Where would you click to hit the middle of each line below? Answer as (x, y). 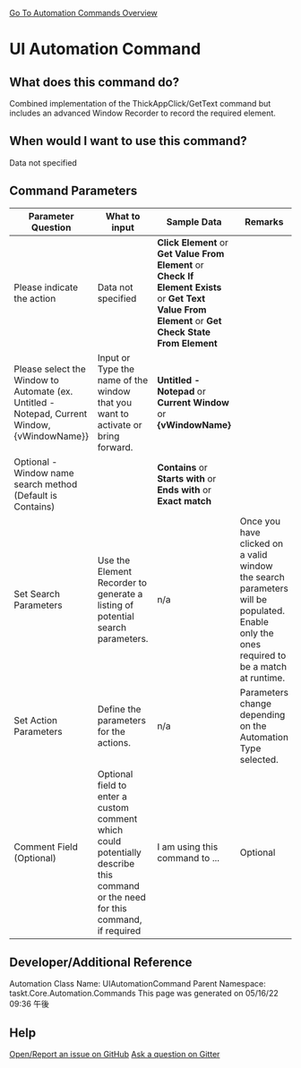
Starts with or (186, 478)
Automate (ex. (43, 391)
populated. (262, 611)
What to (123, 216)
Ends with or (184, 490)
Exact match (184, 500)
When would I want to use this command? (129, 141)
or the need (121, 897)
